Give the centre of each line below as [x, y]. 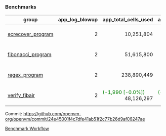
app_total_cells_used [128, 20]
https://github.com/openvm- [52, 114]
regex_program [25, 75]
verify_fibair [21, 95]
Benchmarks [21, 7]
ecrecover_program [30, 34]
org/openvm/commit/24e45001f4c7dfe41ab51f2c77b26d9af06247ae [75, 119]
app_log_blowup [78, 20]
